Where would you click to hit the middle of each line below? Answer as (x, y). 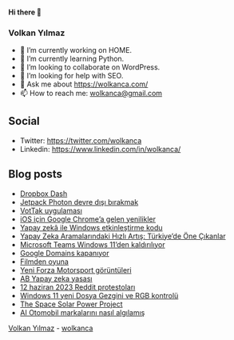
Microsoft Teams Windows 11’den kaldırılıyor (92, 244)
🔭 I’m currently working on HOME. (76, 50)
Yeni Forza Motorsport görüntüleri (75, 270)
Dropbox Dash (44, 194)
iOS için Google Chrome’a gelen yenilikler (88, 219)
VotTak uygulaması (51, 210)
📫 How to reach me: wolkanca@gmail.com (91, 93)
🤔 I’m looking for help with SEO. (71, 75)
